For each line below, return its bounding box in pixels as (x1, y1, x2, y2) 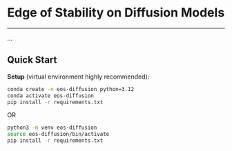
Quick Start (7, 54, 57, 66)
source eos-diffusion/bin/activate (7, 131, 110, 138)
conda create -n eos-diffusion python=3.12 (7, 85, 135, 92)
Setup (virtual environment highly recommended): (7, 72, 150, 81)
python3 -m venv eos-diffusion (7, 124, 97, 132)
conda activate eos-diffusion (7, 92, 95, 99)
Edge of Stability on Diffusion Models (7, 5, 225, 21)
